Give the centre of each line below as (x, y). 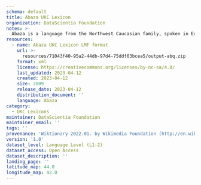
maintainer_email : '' (33, 123)
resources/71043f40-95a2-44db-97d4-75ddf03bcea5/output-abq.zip (104, 56)
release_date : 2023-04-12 (49, 90)
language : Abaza (37, 100)
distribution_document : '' (51, 95)
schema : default (26, 12)
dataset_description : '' (37, 156)
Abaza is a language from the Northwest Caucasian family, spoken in (100, 34)
